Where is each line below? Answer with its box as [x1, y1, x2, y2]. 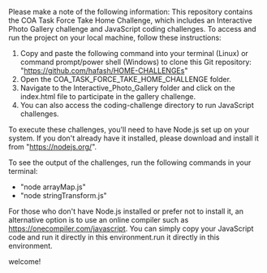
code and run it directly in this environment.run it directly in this [8, 232, 220, 242]
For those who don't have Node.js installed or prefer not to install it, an [8, 206, 243, 216]
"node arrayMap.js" [19, 182, 87, 192]
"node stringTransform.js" [19, 191, 107, 200]
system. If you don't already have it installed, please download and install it [8, 133, 260, 143]
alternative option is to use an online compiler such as [8, 215, 189, 224]
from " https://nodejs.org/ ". [8, 142, 97, 151]
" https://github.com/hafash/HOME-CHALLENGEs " [19, 66, 188, 76]
